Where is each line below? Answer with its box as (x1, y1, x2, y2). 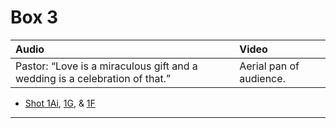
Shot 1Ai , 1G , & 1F (24, 97, 96, 109)
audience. (239, 71, 286, 85)
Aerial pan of (239, 59, 300, 73)
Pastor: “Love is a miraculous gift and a (15, 59, 198, 73)
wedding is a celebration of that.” (15, 71, 172, 85)
